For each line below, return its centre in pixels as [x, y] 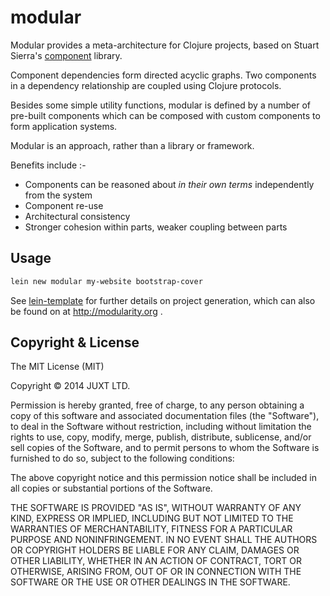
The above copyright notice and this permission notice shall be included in [163, 478]
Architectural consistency [77, 216]
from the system [58, 195]
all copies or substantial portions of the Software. [111, 488]
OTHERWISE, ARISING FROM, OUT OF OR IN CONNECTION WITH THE [156, 572]
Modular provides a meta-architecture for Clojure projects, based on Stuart [165, 45]
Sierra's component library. [66, 55]
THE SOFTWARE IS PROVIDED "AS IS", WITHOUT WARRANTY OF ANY [156, 508]
